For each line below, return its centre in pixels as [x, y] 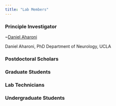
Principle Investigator [31, 26]
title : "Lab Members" [27, 9]
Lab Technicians [25, 85]
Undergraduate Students [35, 98]
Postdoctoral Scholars [32, 59]
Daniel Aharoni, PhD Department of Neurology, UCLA [58, 46]
